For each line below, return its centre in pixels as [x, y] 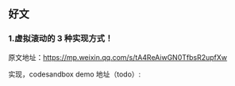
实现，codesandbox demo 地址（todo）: [75, 74]
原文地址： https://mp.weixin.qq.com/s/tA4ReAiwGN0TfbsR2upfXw [118, 57]
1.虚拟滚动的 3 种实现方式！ [61, 39]
